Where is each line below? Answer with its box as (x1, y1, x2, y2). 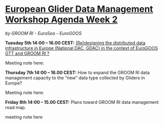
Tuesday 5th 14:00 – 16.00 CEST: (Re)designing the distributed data (5, 40, 146, 45)
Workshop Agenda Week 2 (5, 14, 118, 25)
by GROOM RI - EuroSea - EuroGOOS (5, 30, 82, 36)
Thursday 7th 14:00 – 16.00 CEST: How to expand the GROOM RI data (5, 69, 150, 75)
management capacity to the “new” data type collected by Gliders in (5, 75, 145, 81)
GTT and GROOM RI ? (5, 50, 50, 56)
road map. (5, 104, 26, 110)
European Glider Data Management (5, 3, 153, 15)
